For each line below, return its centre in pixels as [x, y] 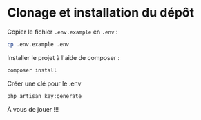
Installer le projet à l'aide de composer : [64, 57]
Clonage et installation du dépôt [101, 13]
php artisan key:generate [44, 96]
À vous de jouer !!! [33, 109]
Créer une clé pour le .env [44, 83]
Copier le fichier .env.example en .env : [63, 32]
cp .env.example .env [38, 44]
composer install [32, 70]
